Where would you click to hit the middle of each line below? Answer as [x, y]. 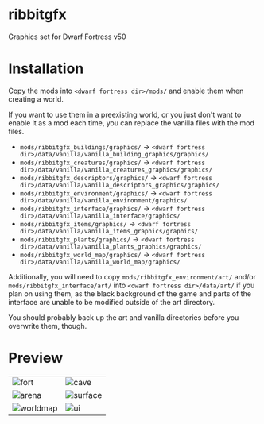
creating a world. [36, 99]
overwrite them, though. [48, 326]
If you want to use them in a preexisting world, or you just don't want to [125, 114]
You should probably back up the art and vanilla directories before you [124, 317]
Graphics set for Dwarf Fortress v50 [67, 37]
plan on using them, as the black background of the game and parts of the [130, 293]
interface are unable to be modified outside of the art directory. [112, 302]
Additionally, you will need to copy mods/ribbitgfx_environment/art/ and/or [132, 276]
